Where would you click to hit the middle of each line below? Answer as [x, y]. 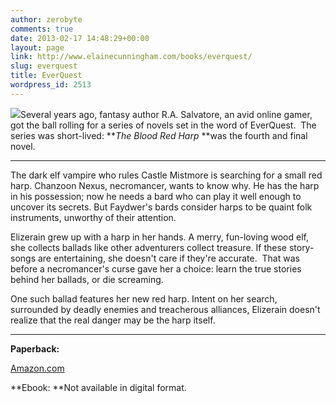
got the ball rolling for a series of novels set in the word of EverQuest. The [163, 125]
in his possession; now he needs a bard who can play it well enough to [156, 196]
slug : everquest [44, 66]
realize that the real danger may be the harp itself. [113, 320]
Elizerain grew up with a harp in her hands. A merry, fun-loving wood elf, [159, 237]
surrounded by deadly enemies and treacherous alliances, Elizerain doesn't [165, 309]
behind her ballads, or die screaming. [87, 279]
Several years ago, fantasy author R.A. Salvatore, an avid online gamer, [166, 114]
